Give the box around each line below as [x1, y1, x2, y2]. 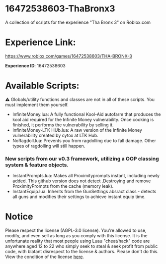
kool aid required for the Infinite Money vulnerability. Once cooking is [12, 116, 154, 122]
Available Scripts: [5, 80, 80, 92]
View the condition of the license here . [5, 254, 84, 260]
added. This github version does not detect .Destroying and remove [12, 178, 151, 184]
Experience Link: [5, 37, 76, 48]
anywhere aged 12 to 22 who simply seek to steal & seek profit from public [5, 243, 158, 249]
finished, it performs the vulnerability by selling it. [12, 122, 114, 128]
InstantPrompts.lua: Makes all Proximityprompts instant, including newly [12, 173, 160, 179]
